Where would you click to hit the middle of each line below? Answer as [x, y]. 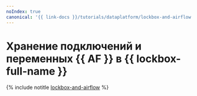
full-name [31, 71]
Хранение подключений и [74, 46]
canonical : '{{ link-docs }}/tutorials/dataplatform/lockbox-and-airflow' [100, 17]
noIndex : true [24, 11]
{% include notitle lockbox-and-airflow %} [58, 87]
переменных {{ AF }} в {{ [70, 59]
